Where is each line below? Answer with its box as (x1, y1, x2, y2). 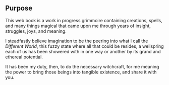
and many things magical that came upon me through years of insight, (5, 23, 151, 29)
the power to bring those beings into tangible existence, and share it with (5, 69, 157, 75)
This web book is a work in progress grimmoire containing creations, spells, (5, 17, 162, 23)
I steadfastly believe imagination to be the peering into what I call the (5, 38, 148, 44)
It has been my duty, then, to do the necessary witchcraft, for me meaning (5, 63, 159, 69)
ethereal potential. (5, 54, 43, 60)
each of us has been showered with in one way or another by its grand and (5, 48, 161, 54)
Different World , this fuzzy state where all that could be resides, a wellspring (5, 43, 164, 49)
